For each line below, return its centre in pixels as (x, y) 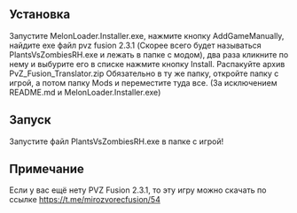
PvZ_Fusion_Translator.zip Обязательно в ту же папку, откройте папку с (144, 73)
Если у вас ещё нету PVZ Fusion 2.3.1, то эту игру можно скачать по (138, 190)
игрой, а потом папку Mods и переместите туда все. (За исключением (143, 82)
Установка (40, 15)
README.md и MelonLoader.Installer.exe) (85, 92)
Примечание (47, 169)
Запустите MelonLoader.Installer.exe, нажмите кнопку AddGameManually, (147, 35)
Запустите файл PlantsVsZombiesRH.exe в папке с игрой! (117, 141)
